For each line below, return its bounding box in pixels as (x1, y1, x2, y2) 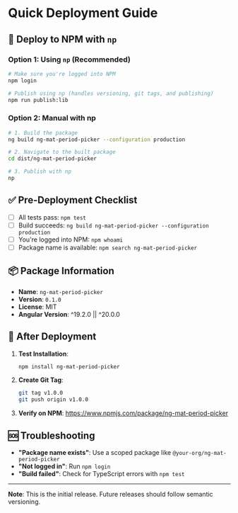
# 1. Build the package (8, 129, 78, 136)
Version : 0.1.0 (18, 295, 62, 303)
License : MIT (18, 303, 57, 311)
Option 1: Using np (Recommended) (8, 55, 131, 64)
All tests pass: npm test (18, 213, 87, 221)
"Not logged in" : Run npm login (18, 462, 111, 470)
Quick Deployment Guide (8, 5, 158, 21)
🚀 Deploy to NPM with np (8, 33, 117, 45)
